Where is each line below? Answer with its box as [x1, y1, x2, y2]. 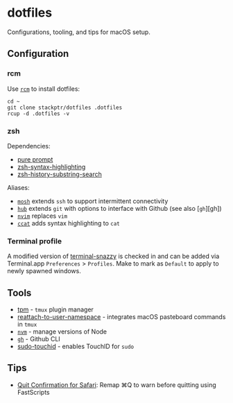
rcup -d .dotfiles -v [7, 110, 70, 117]
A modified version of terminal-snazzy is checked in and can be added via [7, 252, 220, 261]
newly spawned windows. [7, 267, 81, 275]
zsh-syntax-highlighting [17, 162, 86, 171]
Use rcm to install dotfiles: [7, 85, 80, 93]
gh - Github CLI [17, 335, 60, 343]
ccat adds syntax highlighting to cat [17, 218, 120, 227]
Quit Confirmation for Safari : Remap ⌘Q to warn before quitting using [17, 380, 216, 389]
